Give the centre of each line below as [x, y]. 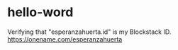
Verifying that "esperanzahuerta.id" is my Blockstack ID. [89, 32]
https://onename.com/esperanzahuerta [65, 39]
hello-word [40, 12]
